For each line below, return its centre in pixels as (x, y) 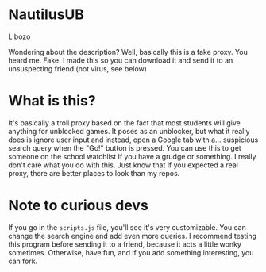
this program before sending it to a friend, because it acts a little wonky (125, 244)
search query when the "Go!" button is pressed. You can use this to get (125, 147)
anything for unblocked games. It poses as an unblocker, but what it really (129, 131)
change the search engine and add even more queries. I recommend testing (132, 236)
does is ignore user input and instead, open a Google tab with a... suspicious (133, 140)
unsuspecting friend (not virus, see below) (77, 68)
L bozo (19, 36)
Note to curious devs (78, 206)
